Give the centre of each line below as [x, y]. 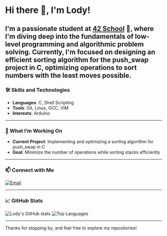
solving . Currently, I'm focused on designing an [80, 52]
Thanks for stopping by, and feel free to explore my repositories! [71, 228]
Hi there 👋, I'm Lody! [48, 10]
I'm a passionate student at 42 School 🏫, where [80, 29]
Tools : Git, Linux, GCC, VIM [40, 108]
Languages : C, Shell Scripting [43, 102]
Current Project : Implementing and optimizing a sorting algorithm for [83, 142]
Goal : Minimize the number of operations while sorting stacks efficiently [86, 152]
